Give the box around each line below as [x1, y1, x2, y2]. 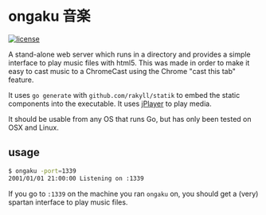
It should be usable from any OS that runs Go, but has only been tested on [8, 114, 252, 123]
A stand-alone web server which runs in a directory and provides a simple [8, 49, 251, 59]
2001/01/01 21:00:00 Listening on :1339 [8, 174, 145, 182]
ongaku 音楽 [8, 7, 91, 25]
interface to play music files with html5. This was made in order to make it [8, 57, 250, 68]
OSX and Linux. [8, 123, 60, 132]
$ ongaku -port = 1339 [8, 166, 77, 175]
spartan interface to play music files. [8, 197, 128, 207]
